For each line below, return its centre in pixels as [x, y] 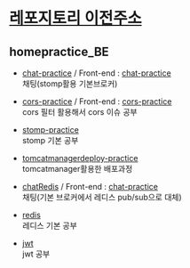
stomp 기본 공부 [50, 140]
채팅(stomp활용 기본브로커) [70, 84]
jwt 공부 [36, 254]
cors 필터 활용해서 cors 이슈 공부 [79, 112]
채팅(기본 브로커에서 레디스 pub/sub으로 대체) [102, 197]
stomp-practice [51, 130]
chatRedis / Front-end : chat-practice [90, 187]
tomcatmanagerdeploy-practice [80, 158]
